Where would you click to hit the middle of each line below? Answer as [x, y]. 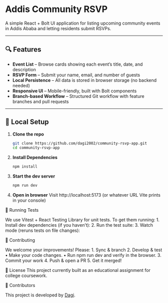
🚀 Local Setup [27, 122]
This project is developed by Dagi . [40, 295]
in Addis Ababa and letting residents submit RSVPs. [58, 28]
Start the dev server [34, 176]
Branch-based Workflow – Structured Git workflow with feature [78, 96]
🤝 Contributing [20, 240]
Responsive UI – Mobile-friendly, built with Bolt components [74, 91]
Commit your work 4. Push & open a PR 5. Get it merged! [63, 261]
